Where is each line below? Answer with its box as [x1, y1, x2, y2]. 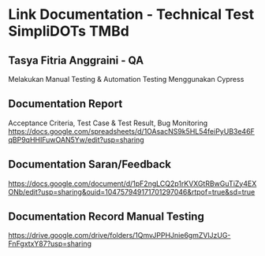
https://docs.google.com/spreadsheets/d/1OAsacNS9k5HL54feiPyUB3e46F [8, 126, 255, 135]
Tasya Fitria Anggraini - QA [8, 54, 144, 67]
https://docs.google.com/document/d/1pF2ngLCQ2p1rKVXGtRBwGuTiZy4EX [8, 179, 257, 188]
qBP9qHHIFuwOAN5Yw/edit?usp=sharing [8, 135, 144, 144]
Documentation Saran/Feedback [8, 158, 172, 171]
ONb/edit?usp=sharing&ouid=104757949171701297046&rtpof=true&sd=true [8, 187, 256, 196]
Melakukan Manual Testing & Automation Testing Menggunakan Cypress [8, 75, 244, 83]
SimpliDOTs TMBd [8, 22, 130, 40]
